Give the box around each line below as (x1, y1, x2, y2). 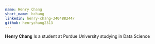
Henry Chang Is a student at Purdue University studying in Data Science (5, 33, 150, 39)
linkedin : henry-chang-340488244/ (5, 16, 75, 21)
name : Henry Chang (5, 7, 42, 12)
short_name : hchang (5, 11, 45, 16)
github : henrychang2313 (5, 20, 53, 25)
